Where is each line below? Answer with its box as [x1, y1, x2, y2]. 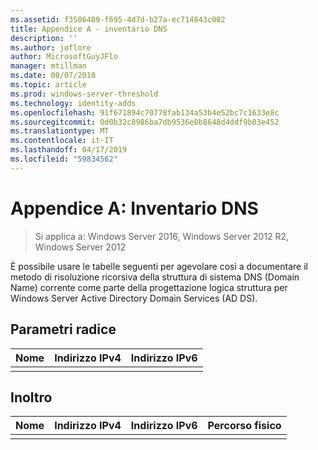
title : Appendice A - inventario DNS [10, 24, 168, 34]
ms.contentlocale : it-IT [10, 136, 114, 146]
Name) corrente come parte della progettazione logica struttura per [10, 281, 288, 293]
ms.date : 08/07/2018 [10, 71, 97, 81]
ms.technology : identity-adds [10, 98, 137, 108]
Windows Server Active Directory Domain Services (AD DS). [10, 292, 258, 304]
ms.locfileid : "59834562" [10, 154, 118, 164]
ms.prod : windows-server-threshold [10, 89, 159, 99]
